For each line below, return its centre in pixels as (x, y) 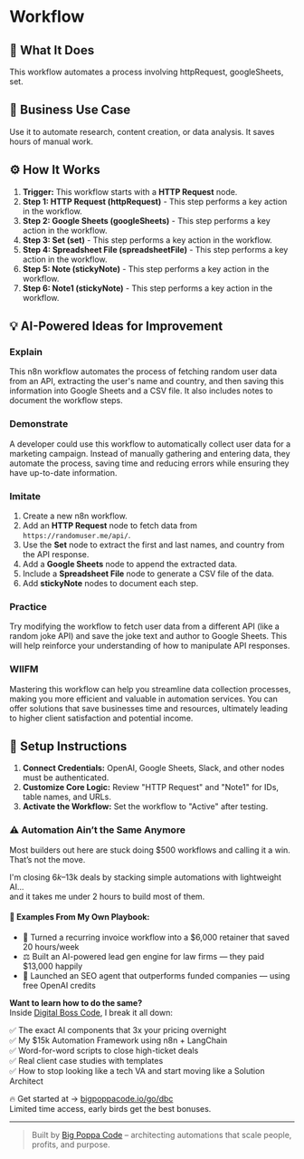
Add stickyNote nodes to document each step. (110, 583)
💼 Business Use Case (70, 110)
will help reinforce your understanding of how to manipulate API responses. (150, 646)
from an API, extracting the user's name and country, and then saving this (147, 382)
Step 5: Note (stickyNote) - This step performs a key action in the (146, 268)
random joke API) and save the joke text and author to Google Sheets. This (148, 636)
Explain (26, 352)
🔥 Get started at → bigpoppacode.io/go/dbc (91, 1098)
